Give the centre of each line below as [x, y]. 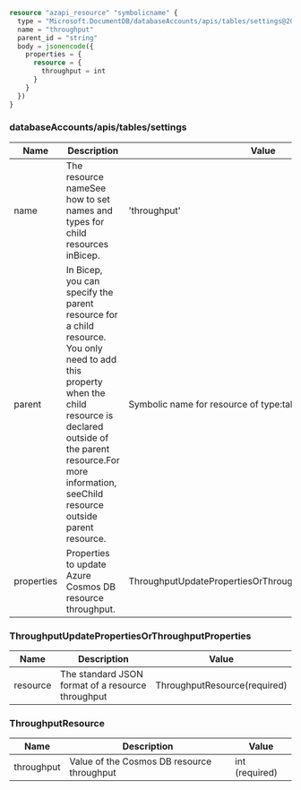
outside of [87, 437]
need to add [91, 359]
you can [83, 280]
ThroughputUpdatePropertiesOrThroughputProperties [130, 636]
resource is [90, 415]
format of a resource [103, 685]
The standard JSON [101, 674]
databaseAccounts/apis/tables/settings [98, 127]
